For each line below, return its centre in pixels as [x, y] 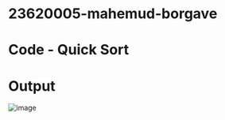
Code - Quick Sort [69, 50]
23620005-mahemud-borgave [113, 14]
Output [32, 86]
